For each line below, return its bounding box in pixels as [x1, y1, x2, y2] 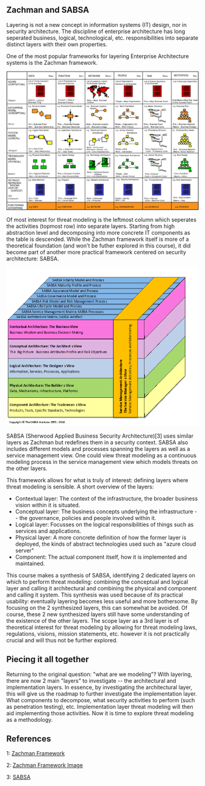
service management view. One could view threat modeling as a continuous [6, 452, 197, 459]
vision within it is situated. [15, 501, 81, 509]
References [6, 733, 51, 744]
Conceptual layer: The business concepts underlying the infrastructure [15, 507, 193, 515]
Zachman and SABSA [6, 5, 90, 15]
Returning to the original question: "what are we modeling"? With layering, [6, 670, 193, 678]
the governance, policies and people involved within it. [19, 514, 157, 521]
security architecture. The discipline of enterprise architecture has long [6, 28, 185, 35]
